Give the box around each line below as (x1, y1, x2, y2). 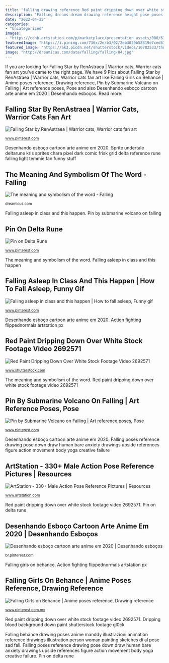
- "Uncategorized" (5, 26, 44, 31)
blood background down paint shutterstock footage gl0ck (5, 622, 125, 628)
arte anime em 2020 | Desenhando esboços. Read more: (5, 90, 123, 96)
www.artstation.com (5, 493, 40, 498)
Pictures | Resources (5, 470, 72, 478)
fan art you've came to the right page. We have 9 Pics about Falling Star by (5, 69, 160, 75)
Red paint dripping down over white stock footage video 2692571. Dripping (5, 616, 161, 622)
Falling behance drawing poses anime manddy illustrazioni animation (5, 631, 148, 637)
